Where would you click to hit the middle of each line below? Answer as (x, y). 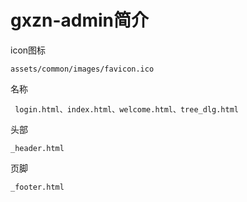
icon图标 (28, 50)
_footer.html (37, 187)
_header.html (37, 148)
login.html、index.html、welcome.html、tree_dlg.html (126, 109)
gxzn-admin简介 (79, 20)
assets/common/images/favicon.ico (82, 69)
